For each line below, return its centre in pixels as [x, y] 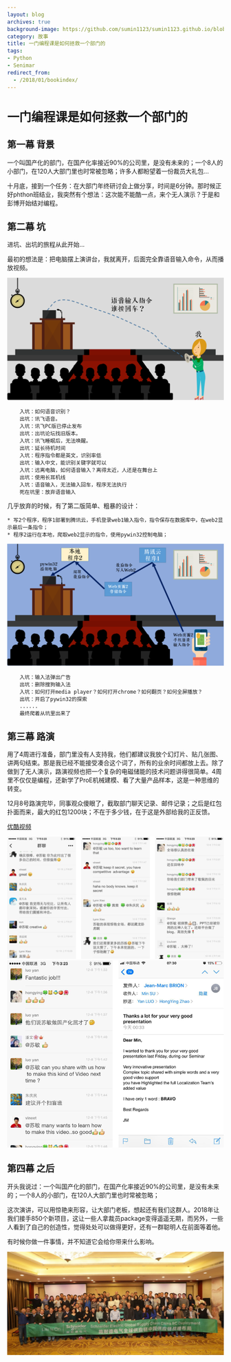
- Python [20, 59]
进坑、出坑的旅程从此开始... [46, 245]
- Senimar [21, 65]
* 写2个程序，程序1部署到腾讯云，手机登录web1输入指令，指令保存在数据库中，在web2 [113, 520]
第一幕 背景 [31, 145]
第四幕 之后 [31, 1169]
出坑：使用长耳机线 [43, 477]
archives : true [29, 22]
